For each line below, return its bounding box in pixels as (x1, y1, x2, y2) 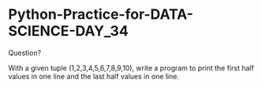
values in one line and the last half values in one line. (8, 71, 180, 81)
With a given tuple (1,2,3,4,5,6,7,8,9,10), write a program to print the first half (8, 63, 254, 72)
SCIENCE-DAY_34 (8, 22, 129, 40)
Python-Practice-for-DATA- (8, 5, 193, 24)
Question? (8, 48, 42, 57)
